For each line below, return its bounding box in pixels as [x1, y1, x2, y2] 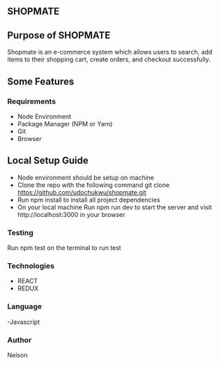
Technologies [7, 261, 54, 271]
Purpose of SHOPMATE [7, 29, 111, 41]
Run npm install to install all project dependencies [17, 195, 160, 204]
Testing [7, 228, 33, 237]
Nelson [7, 350, 28, 359]
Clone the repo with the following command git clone [17, 181, 169, 189]
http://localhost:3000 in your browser [17, 210, 126, 218]
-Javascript [7, 318, 40, 326]
